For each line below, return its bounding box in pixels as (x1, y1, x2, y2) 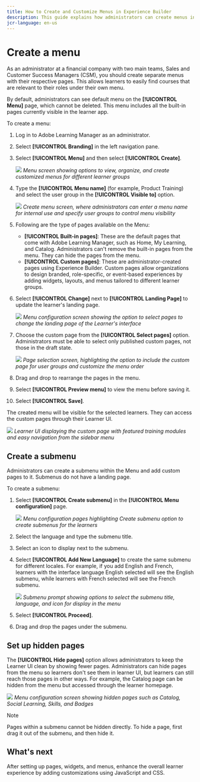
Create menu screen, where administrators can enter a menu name (23, 203, 188, 210)
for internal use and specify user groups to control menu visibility (15, 210, 176, 217)
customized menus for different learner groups (15, 173, 130, 181)
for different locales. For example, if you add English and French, (15, 563, 174, 570)
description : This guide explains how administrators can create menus (7, 14, 188, 20)
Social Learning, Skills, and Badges (7, 700, 94, 707)
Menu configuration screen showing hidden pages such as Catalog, (14, 694, 181, 701)
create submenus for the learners (15, 522, 98, 529)
